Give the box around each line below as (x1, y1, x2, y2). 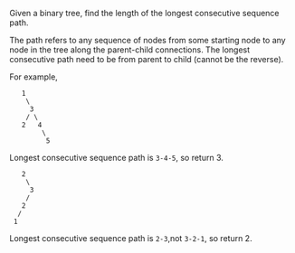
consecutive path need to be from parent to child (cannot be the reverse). (9, 54, 284, 64)
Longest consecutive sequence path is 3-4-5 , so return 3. (9, 153, 224, 163)
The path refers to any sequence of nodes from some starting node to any (9, 35, 287, 45)
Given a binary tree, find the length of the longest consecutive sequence (9, 8, 280, 18)
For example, (9, 71, 59, 82)
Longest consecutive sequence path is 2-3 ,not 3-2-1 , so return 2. (9, 233, 252, 243)
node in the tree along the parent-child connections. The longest (9, 44, 251, 55)
